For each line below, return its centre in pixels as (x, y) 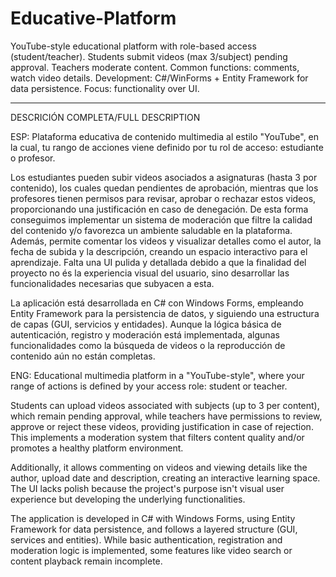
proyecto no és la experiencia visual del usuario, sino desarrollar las (150, 273)
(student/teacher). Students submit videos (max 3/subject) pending (149, 56)
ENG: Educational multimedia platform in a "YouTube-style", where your (157, 375)
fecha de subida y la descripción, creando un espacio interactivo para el (159, 251)
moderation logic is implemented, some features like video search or (151, 550)
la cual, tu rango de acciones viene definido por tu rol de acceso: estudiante (167, 147)
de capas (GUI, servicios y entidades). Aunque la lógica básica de (146, 324)
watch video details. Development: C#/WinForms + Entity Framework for (159, 78)
